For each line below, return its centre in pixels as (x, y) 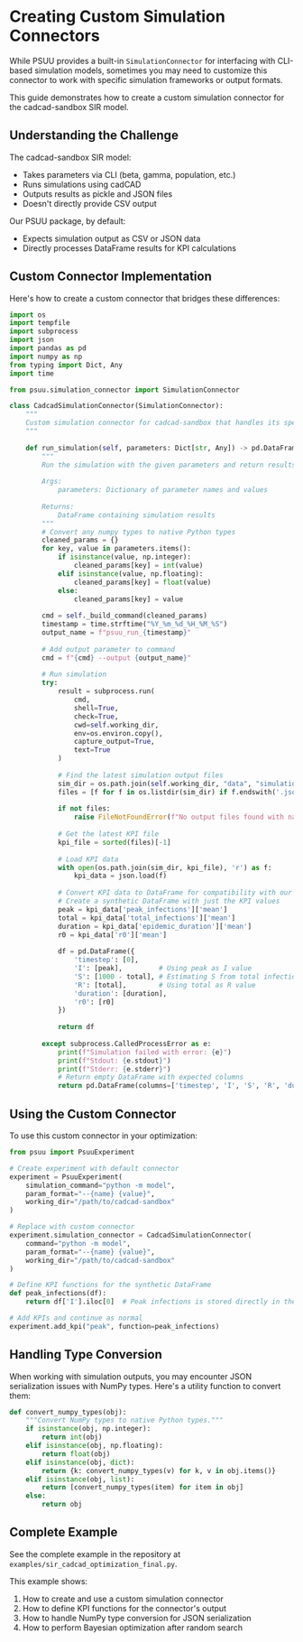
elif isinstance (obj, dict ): (80, 1462)
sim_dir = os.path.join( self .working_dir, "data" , (155, 784)
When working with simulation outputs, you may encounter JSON (131, 1376)
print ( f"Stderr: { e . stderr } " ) (114, 1069)
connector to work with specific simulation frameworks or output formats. (146, 79)
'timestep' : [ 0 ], (106, 960)
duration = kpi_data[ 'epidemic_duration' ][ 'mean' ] (155, 926)
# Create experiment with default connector (94, 1168)
